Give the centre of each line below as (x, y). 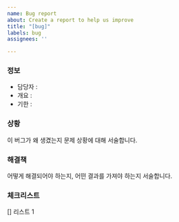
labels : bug (24, 33)
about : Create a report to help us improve (71, 20)
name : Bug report (32, 13)
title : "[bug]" (29, 26)
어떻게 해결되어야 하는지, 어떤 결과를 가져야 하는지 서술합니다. (90, 176)
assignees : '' (28, 39)
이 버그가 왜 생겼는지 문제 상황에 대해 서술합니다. (72, 140)
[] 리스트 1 (21, 212)
